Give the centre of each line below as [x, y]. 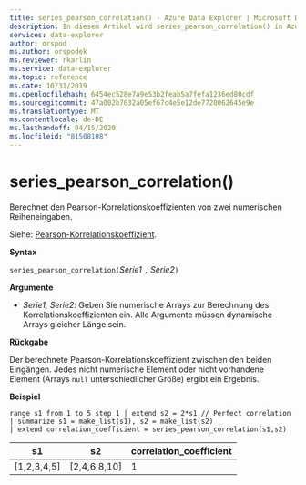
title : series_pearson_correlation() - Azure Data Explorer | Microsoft [150, 18]
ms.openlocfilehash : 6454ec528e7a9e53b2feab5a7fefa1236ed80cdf [132, 94]
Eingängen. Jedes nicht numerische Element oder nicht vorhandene [137, 369]
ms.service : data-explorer [61, 69]
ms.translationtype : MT [55, 111]
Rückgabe [29, 342]
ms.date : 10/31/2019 [49, 86]
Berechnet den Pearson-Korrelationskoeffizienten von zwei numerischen [146, 207]
